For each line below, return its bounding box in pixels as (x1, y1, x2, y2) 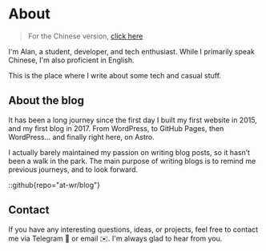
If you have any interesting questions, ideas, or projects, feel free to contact (8, 225, 259, 234)
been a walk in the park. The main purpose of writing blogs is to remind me (8, 156, 256, 165)
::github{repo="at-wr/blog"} (8, 180, 101, 189)
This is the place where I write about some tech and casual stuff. (8, 70, 222, 80)
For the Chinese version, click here (27, 31, 143, 41)
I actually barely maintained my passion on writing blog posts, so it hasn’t (8, 147, 251, 157)
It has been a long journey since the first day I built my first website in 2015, (8, 115, 258, 125)
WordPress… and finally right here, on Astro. (8, 132, 155, 141)
